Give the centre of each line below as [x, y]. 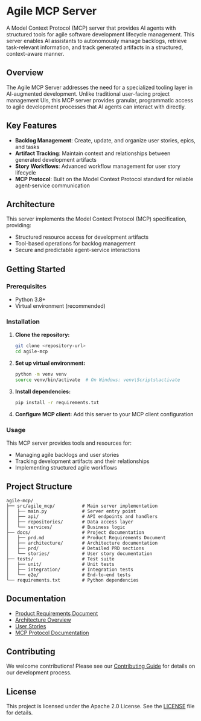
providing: [19, 225]
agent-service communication [53, 185]
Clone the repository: [42, 335]
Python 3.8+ [30, 300]
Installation [23, 321]
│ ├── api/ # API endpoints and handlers [82, 516]
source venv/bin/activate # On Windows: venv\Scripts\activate [97, 380]
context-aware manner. [35, 53]
